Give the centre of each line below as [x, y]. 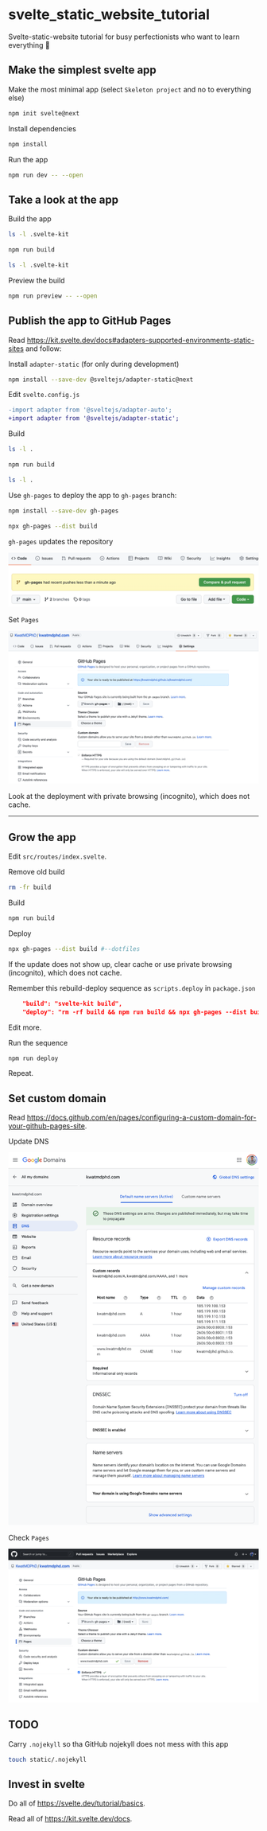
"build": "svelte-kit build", [73, 1003]
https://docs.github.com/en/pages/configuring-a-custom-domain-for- [141, 1118]
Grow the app [43, 837]
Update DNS [29, 1141]
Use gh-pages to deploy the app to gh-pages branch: [93, 495]
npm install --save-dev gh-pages [64, 511]
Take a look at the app [64, 199]
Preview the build [37, 280]
